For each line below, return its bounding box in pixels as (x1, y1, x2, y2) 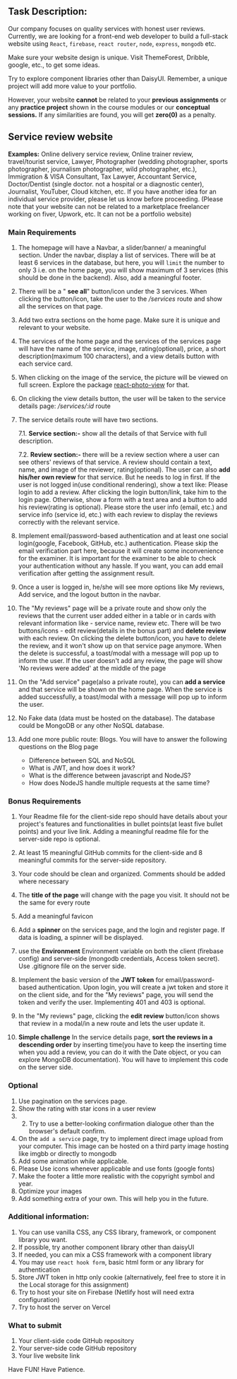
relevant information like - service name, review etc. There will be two (18, 619, 221, 627)
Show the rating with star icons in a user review (18, 1104, 157, 1113)
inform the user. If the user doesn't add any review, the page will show (18, 656, 223, 664)
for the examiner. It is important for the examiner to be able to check (18, 554, 217, 562)
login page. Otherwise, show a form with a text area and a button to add (18, 495, 228, 503)
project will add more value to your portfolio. (8, 81, 137, 90)
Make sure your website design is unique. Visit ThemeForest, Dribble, (8, 53, 210, 61)
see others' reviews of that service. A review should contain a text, (18, 458, 212, 466)
